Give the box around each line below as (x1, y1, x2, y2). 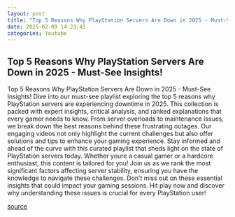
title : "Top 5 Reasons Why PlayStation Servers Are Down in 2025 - (7, 17, 208, 24)
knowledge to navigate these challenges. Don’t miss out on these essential (7, 174, 222, 182)
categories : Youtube (7, 29, 68, 37)
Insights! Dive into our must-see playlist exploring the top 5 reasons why (7, 92, 215, 101)
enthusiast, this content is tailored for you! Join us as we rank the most (7, 159, 211, 167)
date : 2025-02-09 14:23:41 (7, 23, 86, 30)
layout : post (7, 10, 45, 17)
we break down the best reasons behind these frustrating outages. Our (7, 122, 212, 130)
